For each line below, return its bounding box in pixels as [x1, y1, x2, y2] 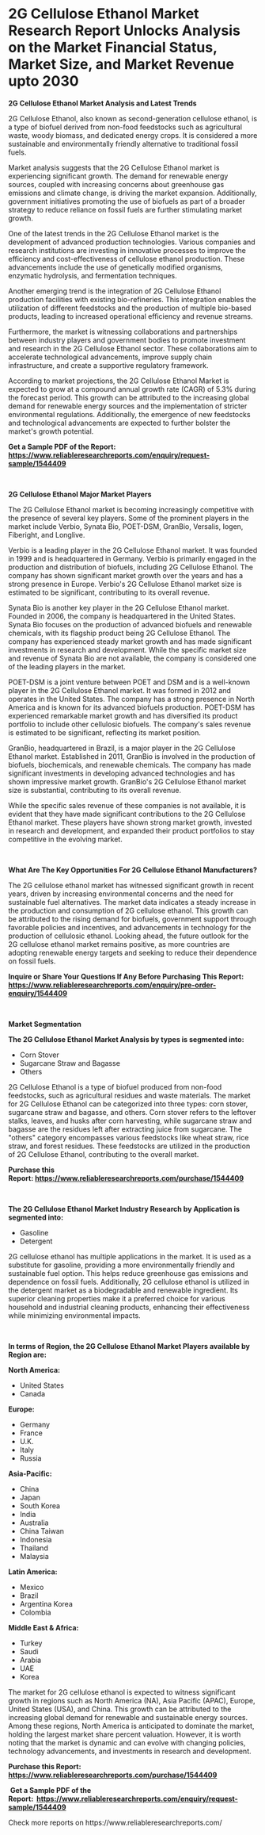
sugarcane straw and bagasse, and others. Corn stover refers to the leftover [8, 1107, 256, 1117]
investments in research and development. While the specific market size [8, 645, 247, 654]
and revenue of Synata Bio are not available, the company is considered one [8, 653, 257, 663]
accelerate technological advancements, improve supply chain [8, 352, 212, 362]
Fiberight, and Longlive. [8, 530, 85, 539]
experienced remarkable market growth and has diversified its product [8, 711, 238, 720]
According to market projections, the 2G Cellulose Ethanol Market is [8, 376, 229, 385]
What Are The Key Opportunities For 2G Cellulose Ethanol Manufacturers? [8, 865, 258, 875]
